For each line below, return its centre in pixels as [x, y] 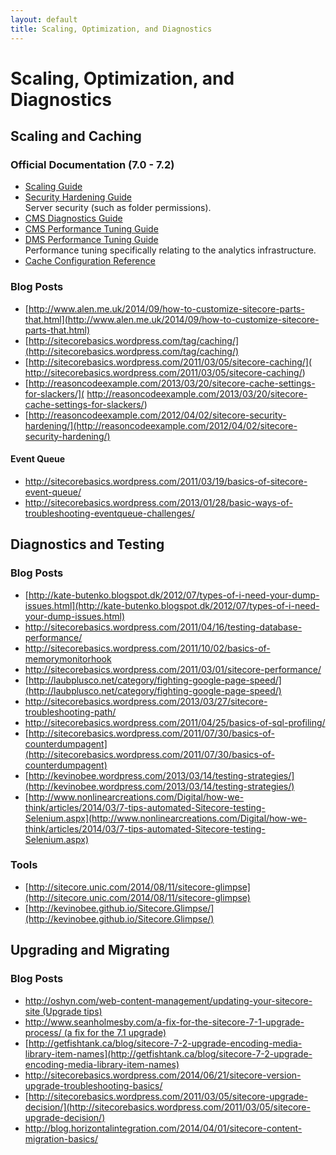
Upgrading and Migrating [90, 950]
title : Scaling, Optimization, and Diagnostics [111, 29]
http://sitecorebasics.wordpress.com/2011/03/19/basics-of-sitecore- [166, 481]
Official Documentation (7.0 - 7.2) [92, 164]
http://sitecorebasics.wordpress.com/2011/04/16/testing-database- [163, 627]
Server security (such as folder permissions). [118, 208]
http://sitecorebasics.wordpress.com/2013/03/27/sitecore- [146, 701]
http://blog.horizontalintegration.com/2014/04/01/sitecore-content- [163, 1128]
